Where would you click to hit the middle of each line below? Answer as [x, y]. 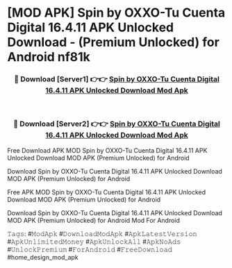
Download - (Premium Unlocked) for [114, 42]
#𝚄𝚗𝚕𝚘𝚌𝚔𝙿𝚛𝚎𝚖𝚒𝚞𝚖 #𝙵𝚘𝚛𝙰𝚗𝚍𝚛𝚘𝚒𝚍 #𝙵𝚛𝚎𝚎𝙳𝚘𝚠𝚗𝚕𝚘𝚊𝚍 [90, 249]
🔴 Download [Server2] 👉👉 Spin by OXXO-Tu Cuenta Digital [117, 124]
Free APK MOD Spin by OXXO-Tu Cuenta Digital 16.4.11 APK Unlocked [107, 192]
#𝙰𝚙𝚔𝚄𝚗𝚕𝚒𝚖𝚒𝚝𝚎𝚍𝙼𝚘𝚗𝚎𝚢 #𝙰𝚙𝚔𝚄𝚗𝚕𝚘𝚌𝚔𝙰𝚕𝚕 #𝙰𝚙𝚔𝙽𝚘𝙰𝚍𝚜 [94, 242]
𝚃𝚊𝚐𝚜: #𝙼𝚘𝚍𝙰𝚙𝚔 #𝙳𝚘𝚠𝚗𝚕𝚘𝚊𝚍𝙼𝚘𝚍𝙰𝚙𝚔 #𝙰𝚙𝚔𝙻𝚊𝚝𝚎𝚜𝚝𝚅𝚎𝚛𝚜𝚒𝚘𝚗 [102, 233]
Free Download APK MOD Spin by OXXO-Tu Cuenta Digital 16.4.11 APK [107, 150]
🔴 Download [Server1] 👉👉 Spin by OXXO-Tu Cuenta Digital [117, 79]
